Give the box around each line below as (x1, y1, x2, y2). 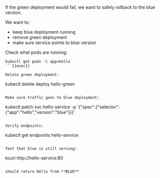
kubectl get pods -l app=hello (5, 59, 70, 64)
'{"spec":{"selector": (77, 104, 120, 110)
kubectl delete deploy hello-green (5, 81, 75, 87)
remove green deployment (12, 35, 67, 40)
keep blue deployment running (12, 29, 76, 35)
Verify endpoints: (5, 123, 43, 128)
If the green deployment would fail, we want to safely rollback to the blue (5, 5, 155, 10)
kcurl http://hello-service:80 (5, 155, 63, 161)
